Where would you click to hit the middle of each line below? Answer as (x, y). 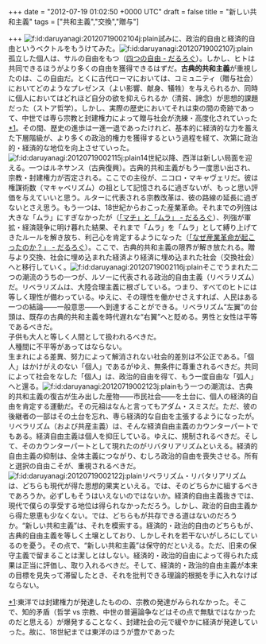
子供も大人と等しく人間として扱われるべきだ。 (85, 337)
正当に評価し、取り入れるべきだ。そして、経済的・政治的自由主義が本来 (140, 565)
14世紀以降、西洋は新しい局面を (193, 158)
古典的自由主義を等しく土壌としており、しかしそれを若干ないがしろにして (130, 535)
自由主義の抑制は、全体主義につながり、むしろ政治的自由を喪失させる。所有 (133, 456)
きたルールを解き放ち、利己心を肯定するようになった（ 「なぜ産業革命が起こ (132, 237)
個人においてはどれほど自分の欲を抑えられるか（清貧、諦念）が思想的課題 (137, 98)
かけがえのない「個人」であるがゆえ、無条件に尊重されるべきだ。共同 (144, 367)
